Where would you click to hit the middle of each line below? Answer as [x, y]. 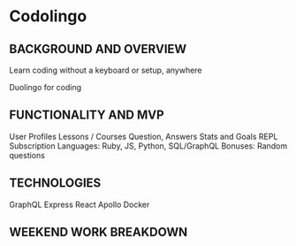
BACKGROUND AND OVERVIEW [98, 49]
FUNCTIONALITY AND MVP [87, 115]
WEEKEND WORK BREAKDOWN [99, 232]
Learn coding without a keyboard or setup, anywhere [106, 70]
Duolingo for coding [46, 87]
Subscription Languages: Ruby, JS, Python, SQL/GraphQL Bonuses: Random [148, 146]
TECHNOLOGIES [55, 183]
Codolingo [48, 16]
